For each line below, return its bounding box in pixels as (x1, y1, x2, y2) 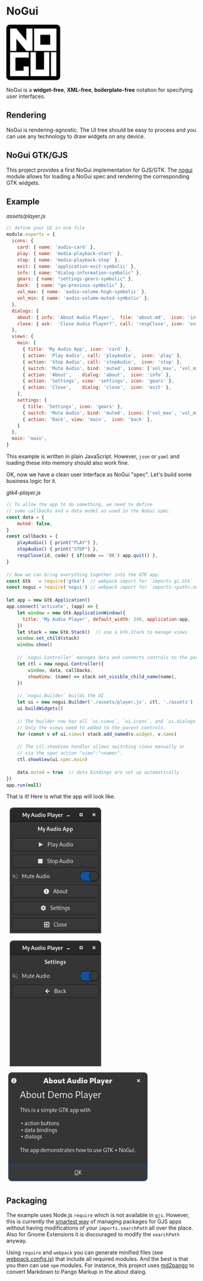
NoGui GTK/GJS (6, 150, 68, 161)
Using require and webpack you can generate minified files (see (6, 1249, 163, 1256)
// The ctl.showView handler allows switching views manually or (17, 744, 185, 750)
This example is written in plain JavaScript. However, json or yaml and (6, 453, 180, 460)
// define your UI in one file (6, 225, 85, 231)
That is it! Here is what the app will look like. (6, 793, 116, 800)
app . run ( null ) (6, 782, 42, 788)
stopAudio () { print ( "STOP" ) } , (17, 546, 98, 553)
